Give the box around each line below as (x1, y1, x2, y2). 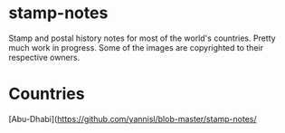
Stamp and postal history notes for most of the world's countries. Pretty (8, 33, 277, 43)
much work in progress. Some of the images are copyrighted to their (8, 42, 264, 52)
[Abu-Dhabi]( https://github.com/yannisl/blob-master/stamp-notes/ (8, 113, 257, 124)
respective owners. (8, 52, 81, 62)
